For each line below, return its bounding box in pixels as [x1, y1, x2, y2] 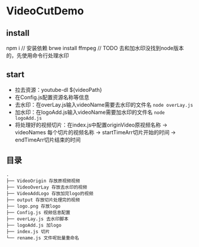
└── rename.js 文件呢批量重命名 [6, 234, 79, 241]
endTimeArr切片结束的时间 [14, 136, 81, 143]
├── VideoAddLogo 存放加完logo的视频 [6, 190, 94, 196]
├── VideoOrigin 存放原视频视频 [6, 178, 80, 184]
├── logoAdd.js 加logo [6, 222, 61, 228]
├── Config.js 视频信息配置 [6, 209, 70, 215]
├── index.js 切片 [6, 229, 50, 234]
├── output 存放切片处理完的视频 [6, 197, 80, 203]
